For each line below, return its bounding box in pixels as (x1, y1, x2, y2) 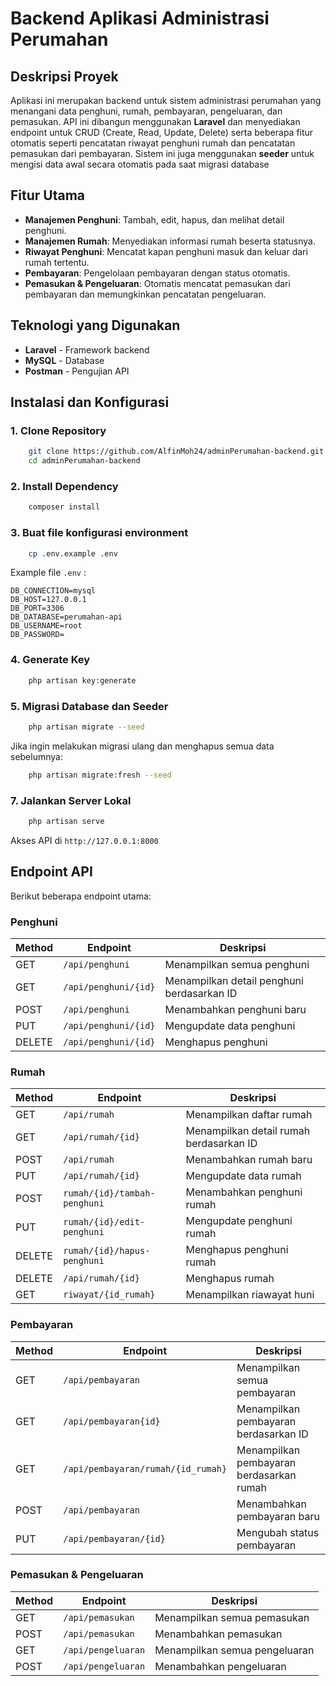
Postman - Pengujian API (24, 365, 130, 377)
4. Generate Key (10, 653, 91, 667)
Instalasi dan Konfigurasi (10, 394, 170, 411)
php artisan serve (28, 816, 105, 826)
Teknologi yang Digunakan (10, 317, 181, 334)
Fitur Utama (10, 187, 86, 204)
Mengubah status (236, 1525, 320, 1539)
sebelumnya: (10, 750, 63, 762)
